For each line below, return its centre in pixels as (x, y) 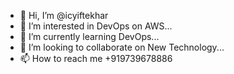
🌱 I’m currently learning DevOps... (89, 36)
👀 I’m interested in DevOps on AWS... (96, 26)
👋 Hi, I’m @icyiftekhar (64, 15)
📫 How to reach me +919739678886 (96, 58)
